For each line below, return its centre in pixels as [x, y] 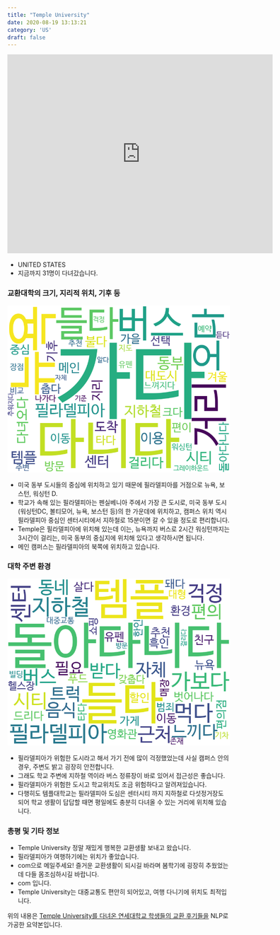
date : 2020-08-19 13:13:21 [47, 22]
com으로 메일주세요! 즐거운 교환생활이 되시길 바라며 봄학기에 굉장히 [111, 866]
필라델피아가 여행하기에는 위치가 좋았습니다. [78, 856]
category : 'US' [30, 30]
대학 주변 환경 [29, 567]
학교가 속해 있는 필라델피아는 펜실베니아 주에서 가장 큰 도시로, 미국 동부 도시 [122, 502]
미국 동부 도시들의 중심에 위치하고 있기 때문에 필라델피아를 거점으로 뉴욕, [117, 484]
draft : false [27, 37]
